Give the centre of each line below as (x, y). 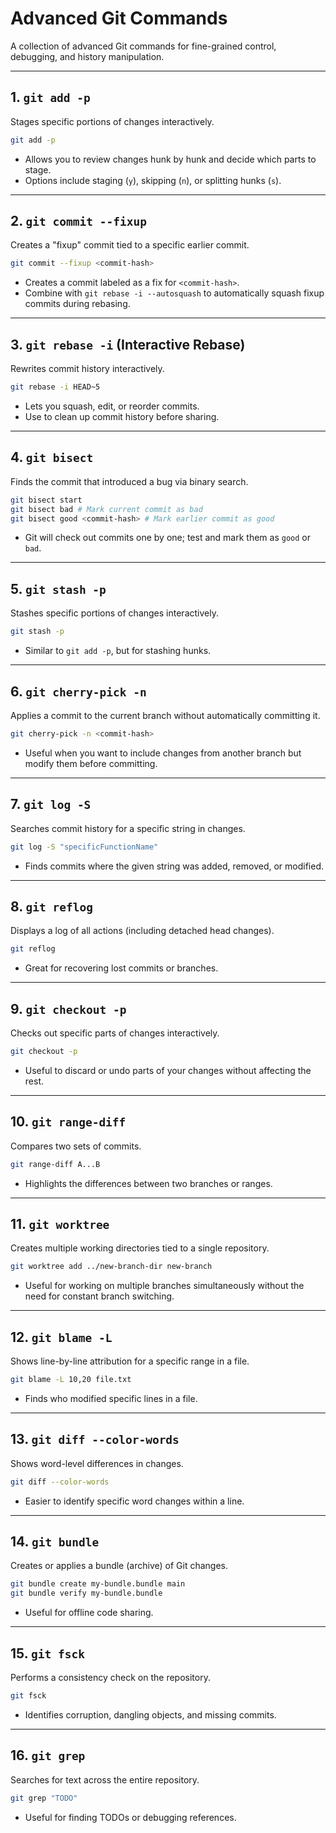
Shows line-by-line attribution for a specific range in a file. (130, 1361)
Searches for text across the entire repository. (105, 1779)
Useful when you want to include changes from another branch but (163, 753)
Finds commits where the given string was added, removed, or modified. (174, 866)
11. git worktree (60, 1223)
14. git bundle (55, 1542)
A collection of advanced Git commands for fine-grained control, (143, 46)
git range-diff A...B (55, 1164)
